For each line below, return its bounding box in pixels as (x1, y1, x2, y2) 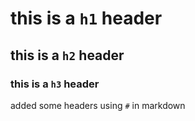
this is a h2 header (10, 47, 125, 64)
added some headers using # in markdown (10, 99, 186, 111)
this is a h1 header (10, 7, 163, 30)
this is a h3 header (10, 77, 100, 91)
